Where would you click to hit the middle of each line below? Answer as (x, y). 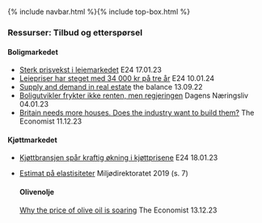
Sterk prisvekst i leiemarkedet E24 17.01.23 (91, 70)
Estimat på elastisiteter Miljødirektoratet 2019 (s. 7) (104, 174)
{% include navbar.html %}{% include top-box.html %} (99, 12)
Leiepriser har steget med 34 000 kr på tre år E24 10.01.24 (117, 78)
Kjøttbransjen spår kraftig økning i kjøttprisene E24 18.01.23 (118, 158)
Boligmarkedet (33, 52)
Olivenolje (36, 191)
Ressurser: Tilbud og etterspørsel (75, 32)
